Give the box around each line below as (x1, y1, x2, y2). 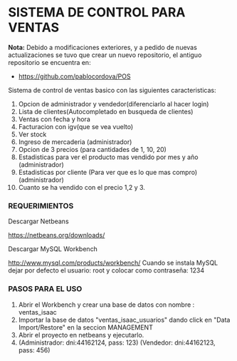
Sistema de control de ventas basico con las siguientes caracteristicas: (8, 86, 216, 94)
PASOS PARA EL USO (8, 284, 83, 294)
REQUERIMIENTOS (8, 200, 74, 210)
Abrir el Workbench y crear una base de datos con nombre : (18, 300, 195, 309)
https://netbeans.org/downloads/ (8, 231, 105, 240)
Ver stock (18, 130, 47, 138)
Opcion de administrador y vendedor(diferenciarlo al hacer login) (18, 99, 209, 108)
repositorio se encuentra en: (8, 58, 91, 66)
